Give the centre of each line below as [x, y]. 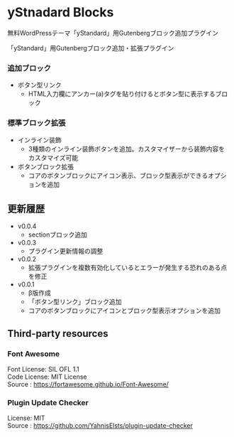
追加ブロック [29, 68]
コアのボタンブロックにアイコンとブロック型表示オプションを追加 [124, 311]
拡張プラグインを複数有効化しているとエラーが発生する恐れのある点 [128, 268]
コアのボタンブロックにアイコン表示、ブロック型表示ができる [118, 176]
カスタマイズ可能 [53, 158]
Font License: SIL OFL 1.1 [43, 369]
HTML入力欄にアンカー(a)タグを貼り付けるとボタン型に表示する [122, 94]
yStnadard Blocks [61, 12]
